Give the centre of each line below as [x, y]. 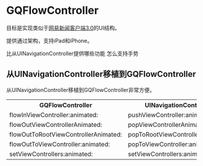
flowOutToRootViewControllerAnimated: [66, 134]
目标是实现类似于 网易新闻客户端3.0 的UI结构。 [63, 28]
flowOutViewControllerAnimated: [56, 124]
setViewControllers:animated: [51, 154]
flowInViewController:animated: [54, 115]
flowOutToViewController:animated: [60, 144]
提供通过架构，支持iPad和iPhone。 [50, 40]
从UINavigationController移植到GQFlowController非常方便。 [81, 90]
